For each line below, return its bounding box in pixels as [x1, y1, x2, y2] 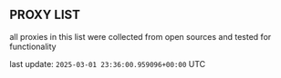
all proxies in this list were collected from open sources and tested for [9, 31, 272, 42]
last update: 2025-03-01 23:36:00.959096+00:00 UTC [9, 58, 206, 69]
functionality [9, 41, 57, 52]
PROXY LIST [9, 7, 80, 23]
